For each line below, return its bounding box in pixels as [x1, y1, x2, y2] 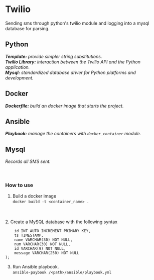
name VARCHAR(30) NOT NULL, [14, 237, 73, 242]
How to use [5, 182, 34, 189]
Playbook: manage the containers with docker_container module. [5, 131, 141, 137]
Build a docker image [12, 193, 57, 199]
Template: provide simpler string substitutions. [5, 53, 102, 59]
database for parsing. [5, 25, 50, 31]
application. [5, 64, 30, 70]
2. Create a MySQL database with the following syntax [5, 219, 118, 225]
